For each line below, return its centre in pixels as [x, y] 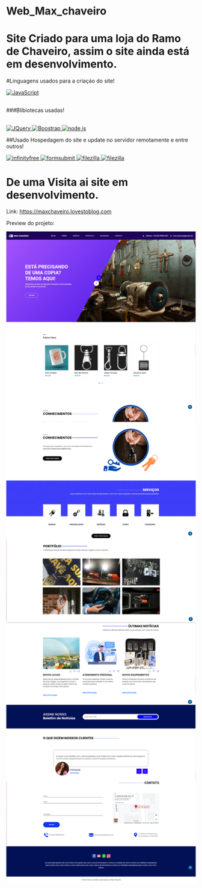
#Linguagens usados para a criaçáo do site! [61, 81]
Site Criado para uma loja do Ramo [94, 39]
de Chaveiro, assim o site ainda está [98, 51]
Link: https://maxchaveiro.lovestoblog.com [59, 211]
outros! [15, 146]
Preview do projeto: [30, 223]
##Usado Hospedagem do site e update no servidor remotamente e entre [97, 140]
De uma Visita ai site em [67, 182]
